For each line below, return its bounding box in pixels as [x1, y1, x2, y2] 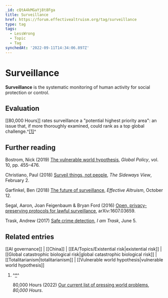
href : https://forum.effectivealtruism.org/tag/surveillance [5, 17, 137, 22]
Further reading [5, 143, 56, 152]
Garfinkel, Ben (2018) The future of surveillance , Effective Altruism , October [5, 187, 163, 193]
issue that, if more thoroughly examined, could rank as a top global [5, 123, 145, 129]
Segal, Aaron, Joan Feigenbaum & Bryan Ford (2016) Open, [5, 202, 129, 208]
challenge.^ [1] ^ [5, 128, 36, 135]
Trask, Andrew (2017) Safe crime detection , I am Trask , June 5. [5, 218, 137, 224]
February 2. [5, 177, 29, 184]
